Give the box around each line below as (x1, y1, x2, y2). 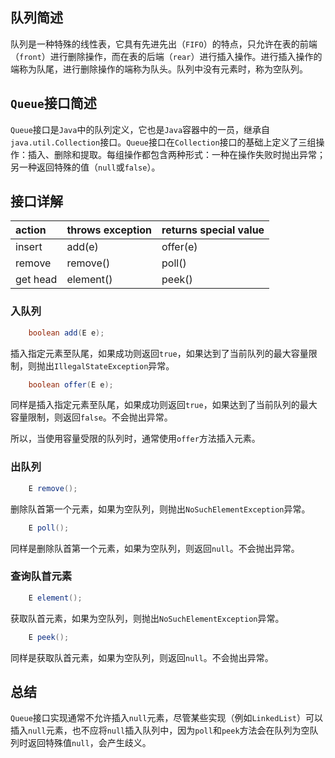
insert (15, 240, 43, 254)
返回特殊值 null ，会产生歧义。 (27, 737, 152, 749)
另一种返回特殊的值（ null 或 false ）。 (10, 161, 161, 173)
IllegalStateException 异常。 (54, 359, 175, 372)
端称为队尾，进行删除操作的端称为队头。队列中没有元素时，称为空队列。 (10, 63, 308, 75)
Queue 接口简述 (10, 95, 97, 112)
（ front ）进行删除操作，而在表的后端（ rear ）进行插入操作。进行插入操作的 (10, 50, 323, 62)
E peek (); (28, 632, 70, 642)
